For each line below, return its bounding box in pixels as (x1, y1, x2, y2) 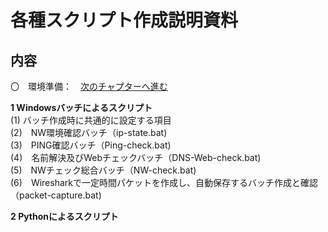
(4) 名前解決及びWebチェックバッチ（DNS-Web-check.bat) (10, 152, 262, 163)
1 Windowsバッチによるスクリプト (10, 102, 153, 113)
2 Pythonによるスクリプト (10, 211, 119, 222)
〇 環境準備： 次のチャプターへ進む (10, 81, 168, 92)
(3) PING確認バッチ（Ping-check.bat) (10, 139, 172, 151)
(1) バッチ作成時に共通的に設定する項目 (10, 114, 172, 126)
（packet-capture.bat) (10, 189, 102, 201)
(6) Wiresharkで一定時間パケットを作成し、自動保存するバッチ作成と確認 (10, 177, 318, 188)
